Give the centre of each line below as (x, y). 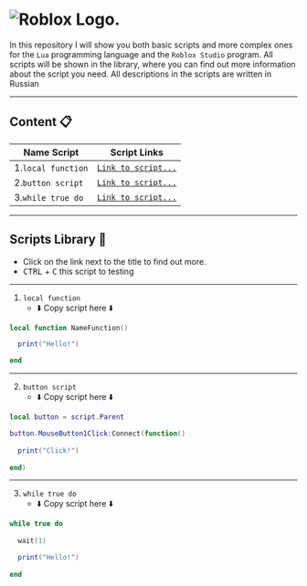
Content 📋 (41, 122)
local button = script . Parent (67, 417)
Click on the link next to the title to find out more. (115, 261)
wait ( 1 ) (32, 541)
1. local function (51, 167)
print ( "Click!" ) (48, 450)
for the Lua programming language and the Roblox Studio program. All (142, 54)
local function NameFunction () (69, 328)
